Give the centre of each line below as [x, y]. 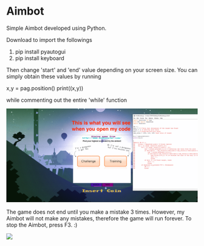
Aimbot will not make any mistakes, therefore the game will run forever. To [99, 219]
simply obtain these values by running [54, 76]
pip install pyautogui [40, 51]
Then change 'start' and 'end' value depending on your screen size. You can [102, 70]
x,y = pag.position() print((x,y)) [45, 88]
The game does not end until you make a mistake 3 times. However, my [96, 212]
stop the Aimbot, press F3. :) [42, 225]
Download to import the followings [49, 40]
